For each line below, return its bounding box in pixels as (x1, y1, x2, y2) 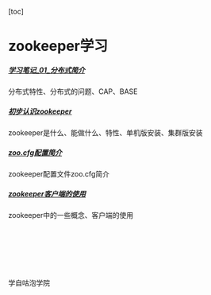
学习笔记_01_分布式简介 (8, 65, 86, 75)
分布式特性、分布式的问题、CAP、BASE (8, 87, 138, 96)
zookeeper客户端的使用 (8, 188, 86, 198)
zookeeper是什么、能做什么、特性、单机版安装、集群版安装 (8, 128, 204, 138)
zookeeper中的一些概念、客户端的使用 (8, 211, 134, 220)
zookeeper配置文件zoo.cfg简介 (8, 169, 109, 179)
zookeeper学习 (8, 37, 109, 55)
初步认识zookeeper (8, 107, 73, 116)
